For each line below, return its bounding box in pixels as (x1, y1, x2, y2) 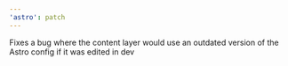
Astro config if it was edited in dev (9, 46, 135, 57)
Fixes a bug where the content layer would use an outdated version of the (9, 37, 279, 48)
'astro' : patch (9, 12, 66, 22)
